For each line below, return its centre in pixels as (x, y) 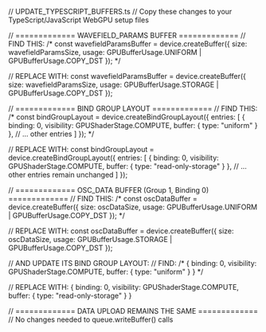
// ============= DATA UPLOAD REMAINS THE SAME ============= (133, 311)
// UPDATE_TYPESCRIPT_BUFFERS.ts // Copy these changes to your (120, 12)
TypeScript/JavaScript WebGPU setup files (79, 20)
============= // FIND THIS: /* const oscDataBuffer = (103, 199)
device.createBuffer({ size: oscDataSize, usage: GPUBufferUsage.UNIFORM (133, 207)
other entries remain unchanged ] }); (68, 175)
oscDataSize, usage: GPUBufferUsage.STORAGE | (90, 239)
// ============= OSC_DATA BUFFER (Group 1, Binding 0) (109, 190)
